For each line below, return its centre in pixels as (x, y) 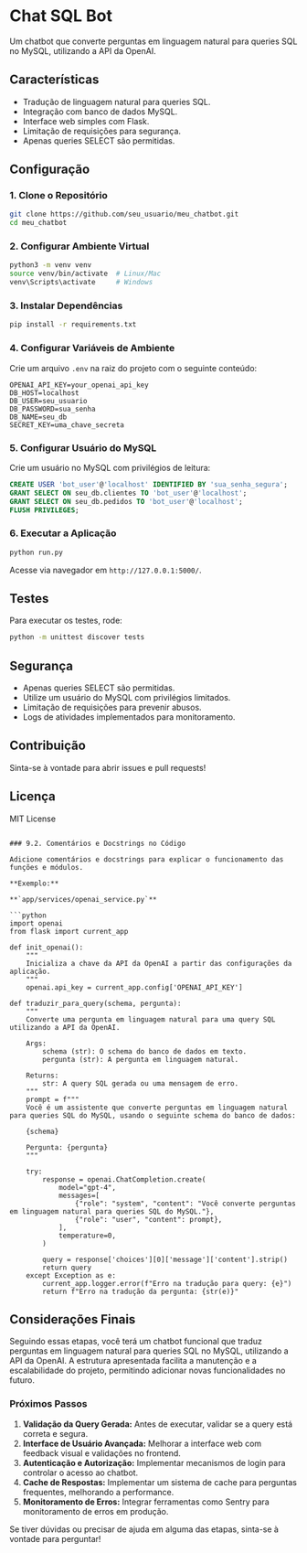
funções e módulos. (47, 867)
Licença (33, 797)
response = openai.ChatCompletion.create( (124, 1179)
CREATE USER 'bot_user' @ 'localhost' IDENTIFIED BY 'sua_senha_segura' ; (148, 484)
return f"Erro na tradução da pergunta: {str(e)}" (141, 1291)
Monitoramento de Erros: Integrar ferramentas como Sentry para (146, 1502)
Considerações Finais (73, 1319)
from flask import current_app (69, 931)
